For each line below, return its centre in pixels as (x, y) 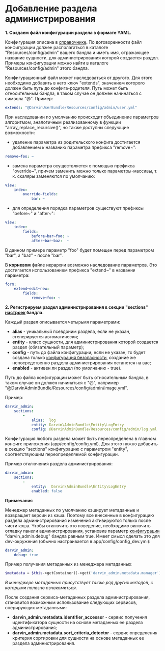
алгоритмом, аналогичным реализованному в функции (63, 122)
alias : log (43, 420)
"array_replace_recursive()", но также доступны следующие (67, 127)
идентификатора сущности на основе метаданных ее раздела (78, 623)
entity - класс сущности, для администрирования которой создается (85, 342)
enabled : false (47, 491)
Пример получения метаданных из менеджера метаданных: (69, 564)
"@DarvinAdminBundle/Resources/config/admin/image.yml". (67, 388)
